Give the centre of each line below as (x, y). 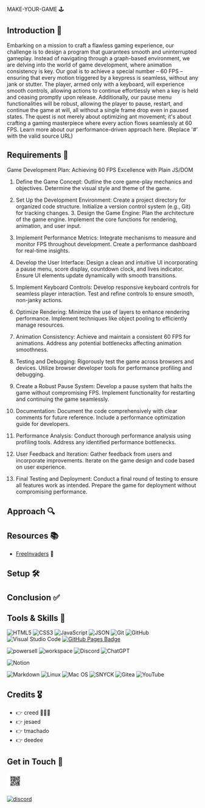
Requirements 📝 (38, 155)
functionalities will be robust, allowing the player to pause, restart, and (95, 104)
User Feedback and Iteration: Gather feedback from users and (94, 454)
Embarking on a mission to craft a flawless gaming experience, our (90, 45)
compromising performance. (51, 491)
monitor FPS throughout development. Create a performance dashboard (106, 244)
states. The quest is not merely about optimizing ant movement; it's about (99, 116)
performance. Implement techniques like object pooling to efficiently (101, 318)
